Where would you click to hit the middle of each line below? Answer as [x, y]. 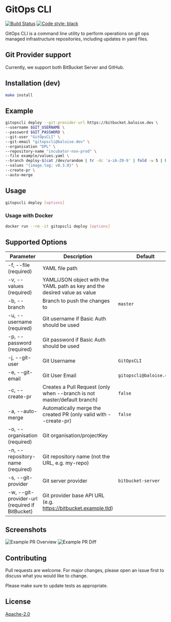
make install [19, 95]
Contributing [26, 558]
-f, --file [19, 265]
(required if [21, 505]
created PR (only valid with [75, 415]
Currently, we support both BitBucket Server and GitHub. [65, 67]
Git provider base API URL [74, 495]
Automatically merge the [72, 408]
